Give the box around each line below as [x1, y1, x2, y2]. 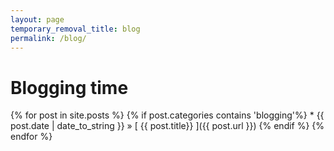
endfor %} [10, 131, 53, 143]
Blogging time [10, 76, 129, 99]
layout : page [10, 14, 65, 25]
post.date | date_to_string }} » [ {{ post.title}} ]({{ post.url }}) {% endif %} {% [10, 120, 325, 132]
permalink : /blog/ [10, 33, 87, 43]
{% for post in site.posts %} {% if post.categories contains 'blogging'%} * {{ [10, 109, 325, 121]
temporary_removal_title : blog [10, 24, 141, 34]
